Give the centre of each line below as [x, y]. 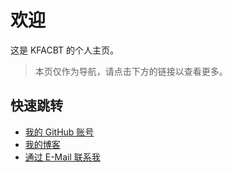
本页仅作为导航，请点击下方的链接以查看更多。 [131, 71]
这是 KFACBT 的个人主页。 [65, 50]
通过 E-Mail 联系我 [62, 157]
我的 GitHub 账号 [59, 132]
